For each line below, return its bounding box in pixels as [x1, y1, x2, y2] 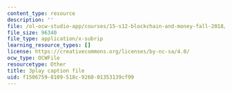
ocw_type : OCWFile [7, 55, 60, 62]
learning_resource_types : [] [7, 42, 91, 49]
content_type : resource [7, 10, 76, 17]
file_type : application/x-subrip [7, 36, 104, 42]
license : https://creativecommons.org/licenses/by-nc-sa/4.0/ [7, 49, 190, 55]
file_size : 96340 [7, 29, 57, 36]
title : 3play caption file [7, 67, 85, 74]
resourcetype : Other [7, 61, 67, 68]
